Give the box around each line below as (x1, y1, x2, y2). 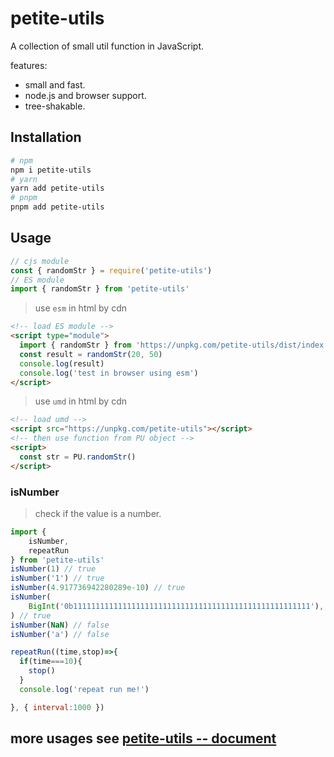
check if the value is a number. (34, 507, 162, 519)
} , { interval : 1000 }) (10, 702, 105, 712)
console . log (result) (19, 358, 105, 369)
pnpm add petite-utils (10, 202, 105, 212)
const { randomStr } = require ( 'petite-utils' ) (10, 265, 213, 276)
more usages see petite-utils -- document (10, 730, 277, 747)
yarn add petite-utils (10, 183, 105, 194)
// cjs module (10, 256, 70, 266)
